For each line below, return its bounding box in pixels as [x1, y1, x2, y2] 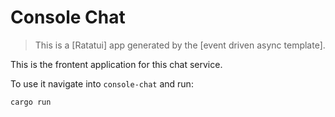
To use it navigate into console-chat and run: [10, 77, 194, 90]
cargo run [10, 97, 52, 107]
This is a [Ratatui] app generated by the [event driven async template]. [34, 39, 326, 51]
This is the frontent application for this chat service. [10, 58, 223, 70]
